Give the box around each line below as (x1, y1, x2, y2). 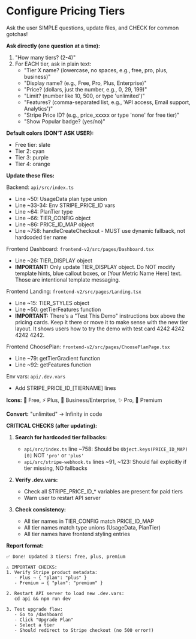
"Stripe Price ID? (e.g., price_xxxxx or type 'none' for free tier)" (23, 111, 180, 119)
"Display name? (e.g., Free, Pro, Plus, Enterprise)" (23, 79, 147, 87)
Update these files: (6, 171, 55, 179)
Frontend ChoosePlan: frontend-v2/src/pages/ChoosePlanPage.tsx (6, 343, 170, 350)
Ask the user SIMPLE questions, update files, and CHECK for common (6, 24, 179, 31)
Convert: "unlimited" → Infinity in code (6, 410, 102, 418)
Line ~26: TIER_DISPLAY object (14, 257, 93, 264)
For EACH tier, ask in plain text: (14, 60, 92, 67)
